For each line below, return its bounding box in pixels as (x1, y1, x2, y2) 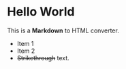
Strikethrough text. (16, 53, 69, 62)
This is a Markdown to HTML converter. (7, 26, 119, 34)
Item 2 (16, 47, 35, 55)
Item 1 (16, 39, 34, 47)
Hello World (7, 4, 75, 20)
